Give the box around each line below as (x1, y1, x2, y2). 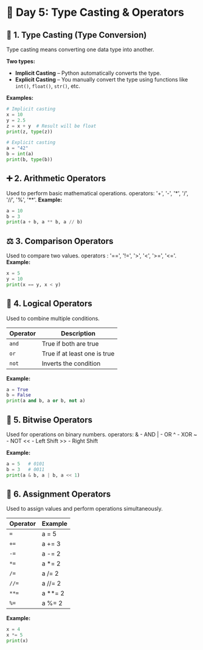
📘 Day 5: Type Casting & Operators (6, 5, 184, 19)
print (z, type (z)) (6, 128, 53, 135)
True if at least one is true (41, 349, 115, 358)
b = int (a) (6, 151, 34, 157)
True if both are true (41, 339, 99, 348)
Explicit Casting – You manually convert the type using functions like (15, 76, 188, 83)
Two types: (6, 58, 35, 65)
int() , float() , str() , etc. (15, 82, 81, 89)
